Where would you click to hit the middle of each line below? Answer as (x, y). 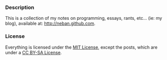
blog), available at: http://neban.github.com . (50, 23)
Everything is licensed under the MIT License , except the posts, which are (81, 47)
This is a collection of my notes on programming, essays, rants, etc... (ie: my (84, 18)
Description (20, 7)
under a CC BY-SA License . (33, 52)
